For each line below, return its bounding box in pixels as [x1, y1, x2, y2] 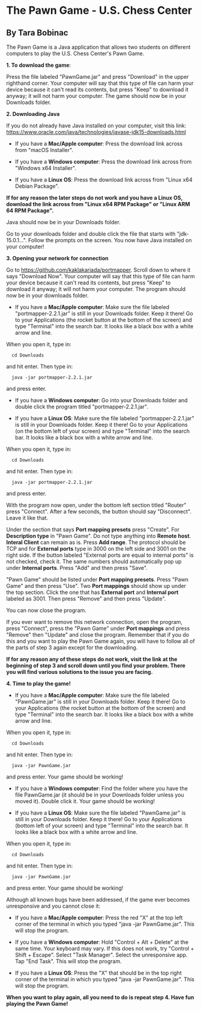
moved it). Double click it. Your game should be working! [14, 798, 155, 804]
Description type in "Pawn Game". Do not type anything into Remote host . [6, 533, 191, 539]
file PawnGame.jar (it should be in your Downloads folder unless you [14, 791, 184, 798]
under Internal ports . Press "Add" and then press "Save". [6, 565, 148, 571]
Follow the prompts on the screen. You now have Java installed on [28, 237, 192, 243]
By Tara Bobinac [6, 28, 68, 38]
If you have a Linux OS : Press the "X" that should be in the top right [14, 969, 182, 976]
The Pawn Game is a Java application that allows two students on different [6, 43, 191, 50]
